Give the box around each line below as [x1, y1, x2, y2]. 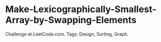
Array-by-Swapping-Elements [5, 14, 137, 26]
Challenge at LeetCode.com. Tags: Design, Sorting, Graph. [5, 31, 129, 37]
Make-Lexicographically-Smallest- [5, 4, 157, 15]
